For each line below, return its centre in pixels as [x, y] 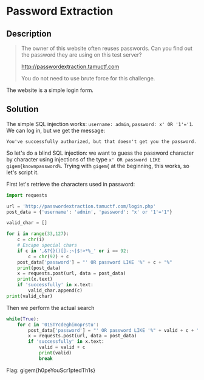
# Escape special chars [47, 245]
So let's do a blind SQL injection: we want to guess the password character [100, 153]
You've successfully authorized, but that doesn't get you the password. [102, 141]
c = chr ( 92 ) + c [49, 256]
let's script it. [22, 172]
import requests [27, 195]
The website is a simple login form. [50, 90]
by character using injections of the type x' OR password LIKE [83, 159]
